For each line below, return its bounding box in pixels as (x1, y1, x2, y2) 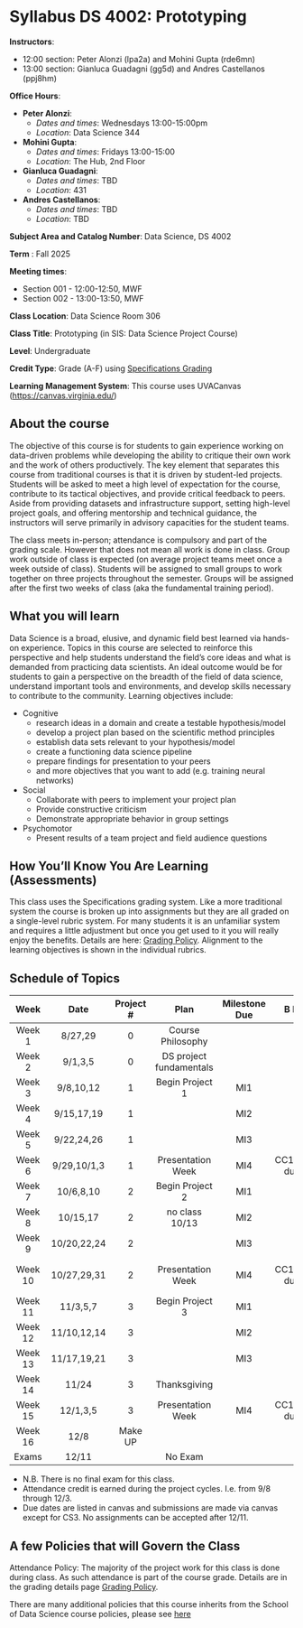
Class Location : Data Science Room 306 (9, 310, 161, 321)
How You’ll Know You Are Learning (9, 858, 209, 873)
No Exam (165, 1451, 204, 1464)
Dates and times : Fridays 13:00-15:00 (35, 146, 176, 157)
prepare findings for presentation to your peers (35, 756, 211, 767)
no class (166, 1205, 203, 1218)
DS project (161, 1050, 207, 1063)
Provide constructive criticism (35, 804, 147, 814)
